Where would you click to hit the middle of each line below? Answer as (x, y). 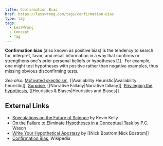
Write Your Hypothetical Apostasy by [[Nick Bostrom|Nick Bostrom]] (81, 133)
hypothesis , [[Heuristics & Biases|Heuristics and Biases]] (62, 91)
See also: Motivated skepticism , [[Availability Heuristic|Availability (71, 80)
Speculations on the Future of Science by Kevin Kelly (65, 117)
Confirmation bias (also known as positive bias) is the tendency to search (79, 50)
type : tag (15, 18)
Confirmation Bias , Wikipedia (41, 138)
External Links (27, 106)
